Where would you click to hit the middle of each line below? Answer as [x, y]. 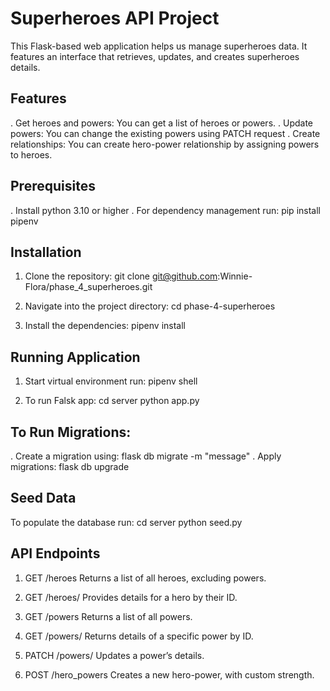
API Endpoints [55, 553]
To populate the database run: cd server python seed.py [126, 522]
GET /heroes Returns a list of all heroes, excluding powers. [145, 578]
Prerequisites [53, 186]
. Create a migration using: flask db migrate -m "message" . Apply [146, 456]
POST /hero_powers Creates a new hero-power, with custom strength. [169, 674]
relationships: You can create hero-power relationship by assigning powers [165, 144]
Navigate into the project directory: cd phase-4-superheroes [150, 306]
